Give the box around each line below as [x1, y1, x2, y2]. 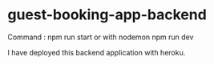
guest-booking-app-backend [7, 6, 208, 24]
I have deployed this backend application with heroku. [7, 47, 186, 57]
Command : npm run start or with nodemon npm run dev [7, 32, 194, 42]
